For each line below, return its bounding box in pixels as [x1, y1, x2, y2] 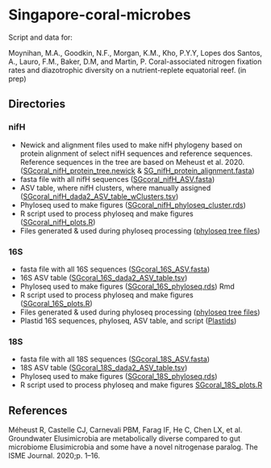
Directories [8, 97, 66, 111]
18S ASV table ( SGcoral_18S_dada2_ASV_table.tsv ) [19, 363, 188, 373]
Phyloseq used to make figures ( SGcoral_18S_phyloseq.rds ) [19, 372, 218, 382]
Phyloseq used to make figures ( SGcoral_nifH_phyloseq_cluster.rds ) [19, 200, 246, 209]
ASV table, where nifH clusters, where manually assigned [19, 183, 211, 192]
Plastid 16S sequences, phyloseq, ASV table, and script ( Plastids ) [19, 315, 237, 325]
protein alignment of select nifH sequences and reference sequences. [19, 148, 253, 158]
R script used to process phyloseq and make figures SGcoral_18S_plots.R [19, 380, 263, 390]
